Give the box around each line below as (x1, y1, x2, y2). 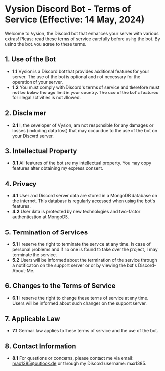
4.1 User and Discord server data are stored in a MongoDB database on (12, 193, 158, 199)
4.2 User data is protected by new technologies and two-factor (12, 209, 141, 215)
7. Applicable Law (5, 315, 60, 323)
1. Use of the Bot (5, 55, 56, 64)
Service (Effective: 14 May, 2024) (5, 14, 145, 25)
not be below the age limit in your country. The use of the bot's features (12, 89, 159, 95)
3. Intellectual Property (5, 147, 77, 155)
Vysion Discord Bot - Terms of (5, 3, 131, 15)
